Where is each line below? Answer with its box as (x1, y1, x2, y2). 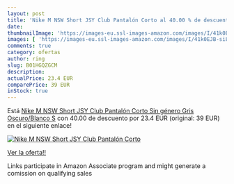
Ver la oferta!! (7, 149, 47, 157)
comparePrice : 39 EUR (7, 81, 70, 88)
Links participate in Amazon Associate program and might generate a (7, 162, 206, 170)
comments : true (7, 42, 52, 49)
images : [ (7, 36, 36, 43)
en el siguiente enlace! (7, 122, 72, 130)
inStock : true (7, 87, 49, 94)
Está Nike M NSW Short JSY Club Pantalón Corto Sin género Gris (7, 107, 194, 115)
